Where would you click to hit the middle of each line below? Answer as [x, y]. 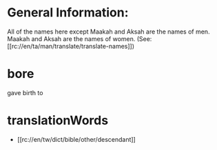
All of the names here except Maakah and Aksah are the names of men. [108, 32]
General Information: [68, 13]
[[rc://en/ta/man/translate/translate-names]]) [71, 46]
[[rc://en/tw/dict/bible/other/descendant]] [76, 139]
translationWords [58, 121]
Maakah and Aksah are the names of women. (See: [80, 38]
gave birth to [25, 92]
